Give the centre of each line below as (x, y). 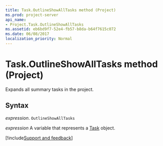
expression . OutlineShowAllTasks (40, 118)
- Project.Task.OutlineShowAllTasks (44, 24)
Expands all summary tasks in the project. (50, 89)
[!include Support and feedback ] (39, 138)
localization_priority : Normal (39, 39)
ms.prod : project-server (32, 15)
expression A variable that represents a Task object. (60, 128)
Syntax (17, 106)
